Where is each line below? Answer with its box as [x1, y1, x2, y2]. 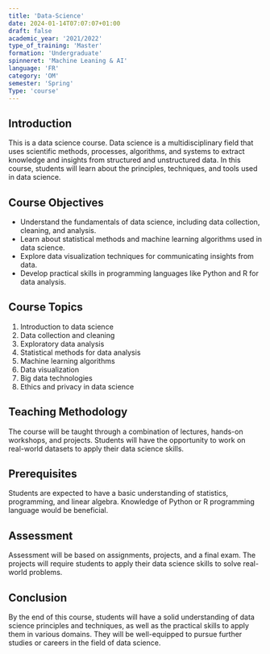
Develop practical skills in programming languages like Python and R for [19, 269, 260, 278]
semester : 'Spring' [8, 79, 74, 87]
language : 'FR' [8, 65, 60, 73]
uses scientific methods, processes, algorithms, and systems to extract [8, 147, 245, 156]
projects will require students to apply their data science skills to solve [8, 559, 242, 569]
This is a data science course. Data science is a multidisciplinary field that [8, 138, 254, 148]
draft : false [8, 27, 52, 35]
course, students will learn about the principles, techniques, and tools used [8, 164, 258, 173]
